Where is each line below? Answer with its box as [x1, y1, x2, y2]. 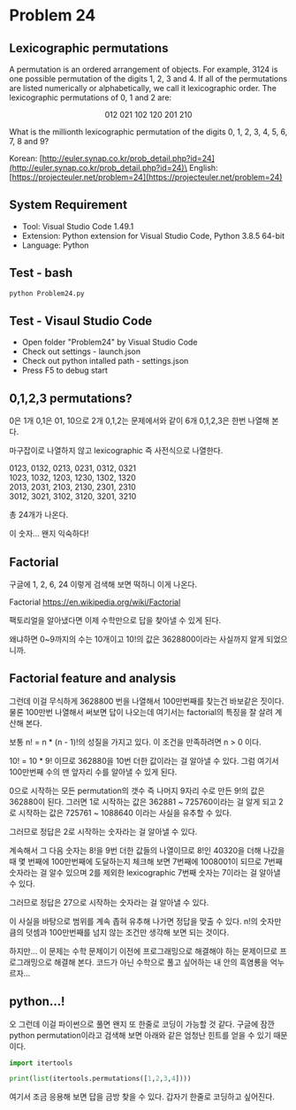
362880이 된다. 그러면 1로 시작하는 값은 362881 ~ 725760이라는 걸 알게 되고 [9, 796, 277, 806]
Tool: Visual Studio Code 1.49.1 [21, 220, 134, 231]
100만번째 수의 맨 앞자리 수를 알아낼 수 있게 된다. [9, 767, 178, 777]
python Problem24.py [9, 289, 86, 297]
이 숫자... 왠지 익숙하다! [9, 528, 89, 539]
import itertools [9, 1059, 73, 1068]
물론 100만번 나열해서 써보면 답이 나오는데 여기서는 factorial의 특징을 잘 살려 [9, 706, 274, 717]
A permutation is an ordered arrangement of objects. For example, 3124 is [9, 64, 278, 74]
